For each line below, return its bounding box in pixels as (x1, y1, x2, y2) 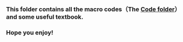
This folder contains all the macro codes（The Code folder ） (6, 5, 181, 13)
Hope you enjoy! (6, 28, 54, 36)
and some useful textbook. (6, 13, 84, 21)
